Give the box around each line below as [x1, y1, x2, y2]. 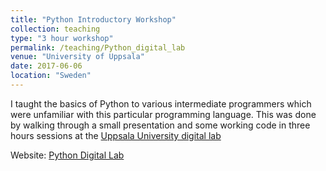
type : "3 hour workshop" [10, 33, 114, 43]
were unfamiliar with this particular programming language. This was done [10, 108, 317, 120]
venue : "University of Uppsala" [10, 52, 145, 62]
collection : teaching [10, 24, 101, 34]
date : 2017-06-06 [10, 61, 83, 71]
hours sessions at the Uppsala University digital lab [10, 129, 222, 141]
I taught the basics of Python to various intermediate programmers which [10, 97, 312, 110]
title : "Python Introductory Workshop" [10, 14, 177, 25]
